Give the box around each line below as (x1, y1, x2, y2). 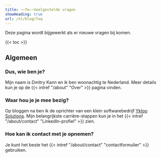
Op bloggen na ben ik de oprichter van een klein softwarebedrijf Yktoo (5, 108, 148, 114)
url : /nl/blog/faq (5, 16, 43, 21)
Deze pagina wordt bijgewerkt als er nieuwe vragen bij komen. (5, 30, 132, 36)
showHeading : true (5, 12, 43, 17)
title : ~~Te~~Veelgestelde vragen (5, 7, 76, 12)
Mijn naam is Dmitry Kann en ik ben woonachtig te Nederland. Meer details (5, 79, 157, 85)
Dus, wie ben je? (5, 68, 45, 75)
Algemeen (5, 53, 38, 62)
